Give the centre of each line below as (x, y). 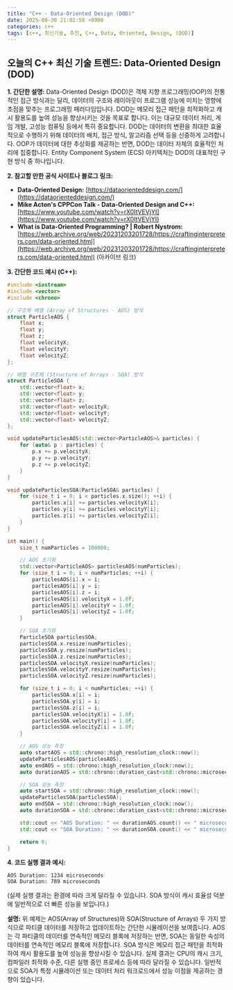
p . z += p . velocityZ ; (62, 464)
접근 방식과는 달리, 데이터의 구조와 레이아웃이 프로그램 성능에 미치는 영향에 (121, 101)
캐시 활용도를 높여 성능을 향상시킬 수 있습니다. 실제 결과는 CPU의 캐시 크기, (121, 954)
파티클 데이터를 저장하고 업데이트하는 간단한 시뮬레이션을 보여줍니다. (118, 928)
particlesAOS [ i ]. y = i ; (66, 586)
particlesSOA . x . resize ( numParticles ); (76, 644)
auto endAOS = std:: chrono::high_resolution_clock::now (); (107, 765)
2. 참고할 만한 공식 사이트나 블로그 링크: (60, 176)
